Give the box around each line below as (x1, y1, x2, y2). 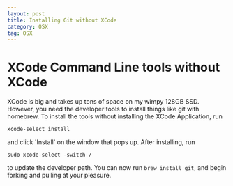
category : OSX (7, 23, 49, 30)
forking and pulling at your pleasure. (7, 171, 112, 180)
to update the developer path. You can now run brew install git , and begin (7, 164, 227, 172)
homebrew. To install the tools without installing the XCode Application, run (7, 112, 223, 121)
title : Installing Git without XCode (7, 17, 117, 24)
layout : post (7, 10, 45, 17)
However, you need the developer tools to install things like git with (7, 105, 200, 114)
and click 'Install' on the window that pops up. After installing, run (7, 138, 195, 146)
